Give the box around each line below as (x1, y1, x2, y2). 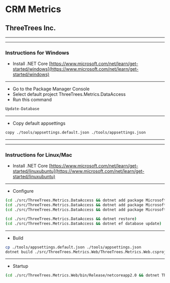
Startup (12, 263, 29, 269)
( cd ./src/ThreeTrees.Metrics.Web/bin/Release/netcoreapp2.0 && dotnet (5, 273, 159, 278)
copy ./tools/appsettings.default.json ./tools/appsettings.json (5, 130, 146, 135)
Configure (12, 188, 34, 194)
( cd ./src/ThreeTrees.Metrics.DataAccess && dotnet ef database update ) (5, 221, 162, 226)
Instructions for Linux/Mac (5, 151, 72, 158)
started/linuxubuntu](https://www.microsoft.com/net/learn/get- (12, 168, 145, 175)
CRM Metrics (5, 4, 62, 15)
